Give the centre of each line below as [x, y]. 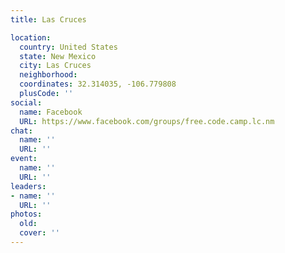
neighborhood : [48, 75]
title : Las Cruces [48, 19]
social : [26, 102]
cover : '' [39, 233]
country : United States [68, 47]
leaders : [28, 186]
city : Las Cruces [55, 66]
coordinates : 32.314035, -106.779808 [98, 84]
